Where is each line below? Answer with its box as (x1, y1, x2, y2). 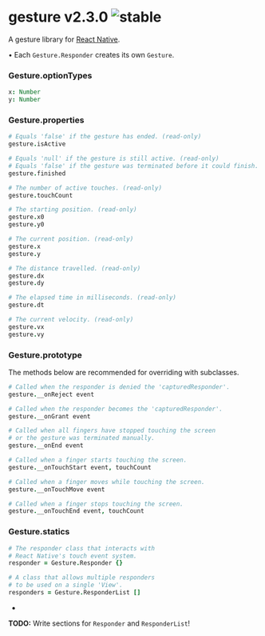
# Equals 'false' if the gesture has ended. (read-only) (8, 133, 202, 141)
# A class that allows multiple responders (8, 574, 156, 582)
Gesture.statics (8, 526, 70, 538)
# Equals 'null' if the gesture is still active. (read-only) (8, 154, 220, 163)
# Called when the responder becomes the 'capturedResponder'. (8, 405, 223, 413)
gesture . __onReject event (8, 390, 94, 398)
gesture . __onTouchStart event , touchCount (8, 463, 152, 471)
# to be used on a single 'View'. (8, 581, 124, 590)
